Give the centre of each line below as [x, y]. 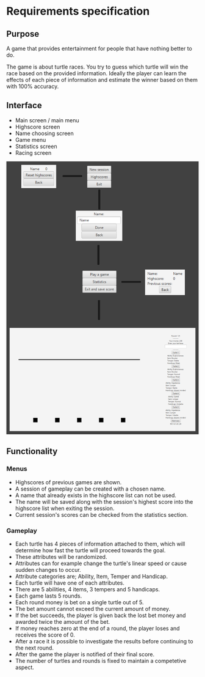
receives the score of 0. [45, 635]
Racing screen [33, 153]
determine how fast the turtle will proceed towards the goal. [90, 550]
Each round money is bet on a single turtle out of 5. [79, 602]
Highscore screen [38, 127]
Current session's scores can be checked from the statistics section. [101, 514]
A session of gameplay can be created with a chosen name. [90, 489]
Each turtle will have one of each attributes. [70, 583]
